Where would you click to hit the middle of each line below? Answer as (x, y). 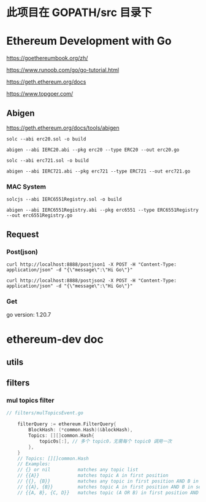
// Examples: (34, 464)
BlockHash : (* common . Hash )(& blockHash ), (81, 430)
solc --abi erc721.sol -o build (48, 160)
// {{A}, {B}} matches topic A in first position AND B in (105, 487)
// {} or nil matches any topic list (78, 470)
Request (23, 234)
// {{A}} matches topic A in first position (93, 476)
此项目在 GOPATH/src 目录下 (79, 13)
